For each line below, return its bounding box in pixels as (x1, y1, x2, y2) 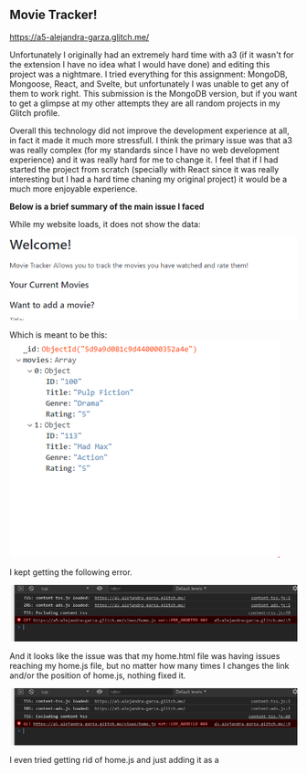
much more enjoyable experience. (9, 183, 138, 194)
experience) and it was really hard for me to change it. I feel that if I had (9, 154, 279, 165)
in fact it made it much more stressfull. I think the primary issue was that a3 (9, 134, 292, 145)
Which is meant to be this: (9, 329, 108, 340)
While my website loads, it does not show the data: (9, 218, 201, 229)
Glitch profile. (9, 107, 61, 118)
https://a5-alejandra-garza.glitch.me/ (9, 31, 150, 42)
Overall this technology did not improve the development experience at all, (9, 125, 290, 136)
